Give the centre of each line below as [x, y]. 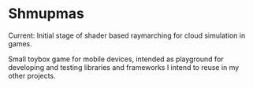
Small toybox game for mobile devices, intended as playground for [116, 59]
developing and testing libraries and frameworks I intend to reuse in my [124, 67]
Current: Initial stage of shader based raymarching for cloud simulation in [127, 35]
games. [20, 43]
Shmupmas [46, 14]
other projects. [32, 75]
